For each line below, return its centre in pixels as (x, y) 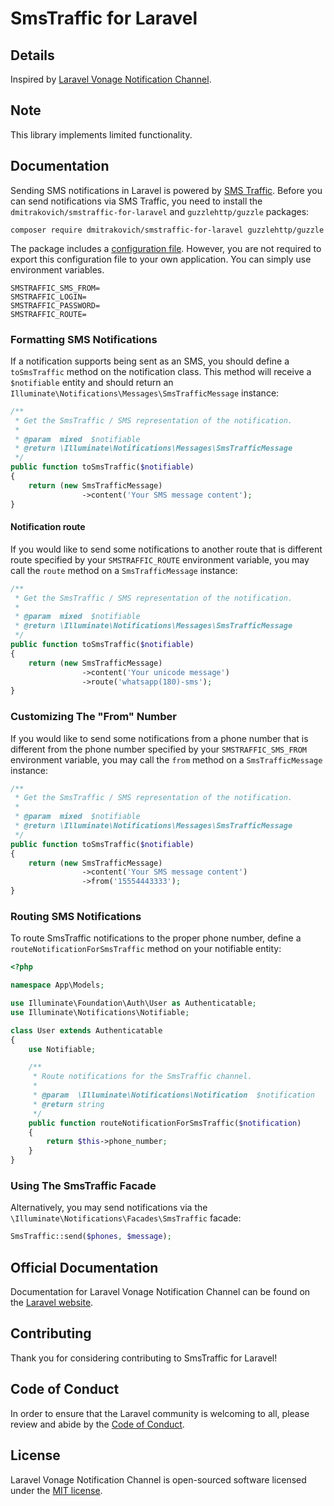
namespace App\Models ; (57, 985)
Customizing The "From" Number (93, 717)
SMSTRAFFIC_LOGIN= (48, 297)
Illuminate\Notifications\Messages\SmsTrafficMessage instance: (145, 393)
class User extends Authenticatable (86, 1030)
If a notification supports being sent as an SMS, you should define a (150, 361)
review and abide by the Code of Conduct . (97, 1424)
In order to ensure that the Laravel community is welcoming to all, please (160, 1413)
